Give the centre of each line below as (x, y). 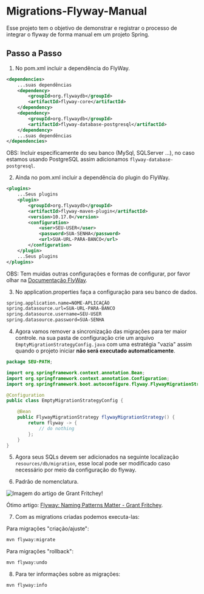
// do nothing (56, 428)
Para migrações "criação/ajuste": (48, 528)
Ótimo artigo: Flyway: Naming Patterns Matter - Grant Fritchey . (85, 505)
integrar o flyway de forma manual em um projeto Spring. (78, 34)
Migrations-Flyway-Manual (77, 11)
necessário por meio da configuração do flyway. (76, 470)
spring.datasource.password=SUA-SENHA (55, 320)
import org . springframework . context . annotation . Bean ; (76, 373)
